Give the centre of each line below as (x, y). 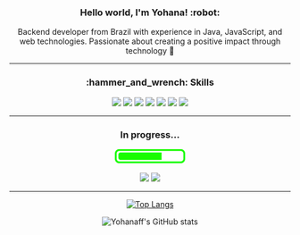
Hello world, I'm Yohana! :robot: (150, 13)
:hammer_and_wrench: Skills (150, 82)
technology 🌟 (150, 51)
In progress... (150, 134)
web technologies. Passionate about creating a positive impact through (150, 41)
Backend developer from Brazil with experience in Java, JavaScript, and (150, 32)
